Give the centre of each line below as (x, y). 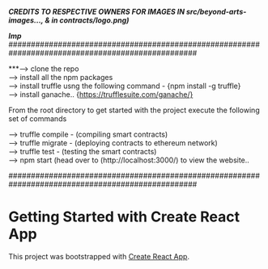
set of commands (38, 119)
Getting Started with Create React (124, 217)
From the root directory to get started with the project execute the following (134, 110)
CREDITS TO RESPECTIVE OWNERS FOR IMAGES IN (96, 12)
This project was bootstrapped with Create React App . (99, 256)
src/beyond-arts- (216, 12)
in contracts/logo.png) (90, 20)
